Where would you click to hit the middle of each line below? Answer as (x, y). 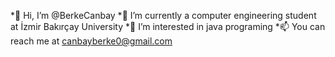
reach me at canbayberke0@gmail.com (91, 41)
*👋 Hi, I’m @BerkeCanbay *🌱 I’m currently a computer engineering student (163, 15)
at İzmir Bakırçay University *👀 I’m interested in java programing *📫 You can (168, 26)
